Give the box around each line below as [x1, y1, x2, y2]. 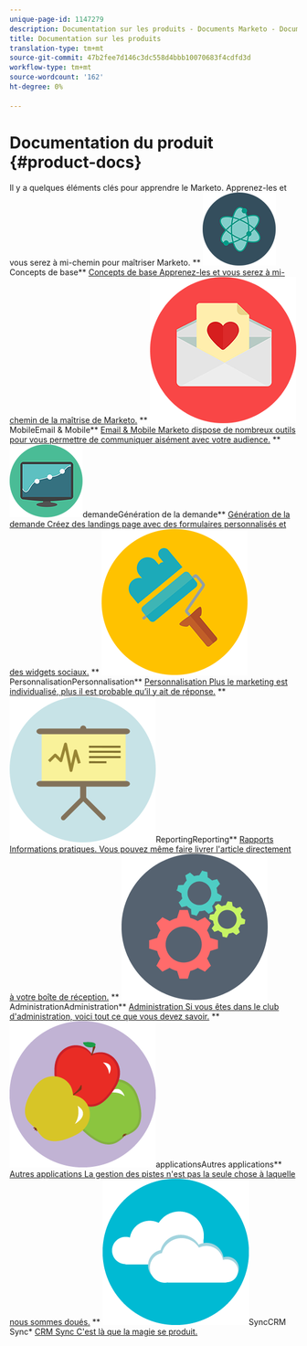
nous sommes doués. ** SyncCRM [9, 1316, 286, 1327]
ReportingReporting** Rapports [155, 833, 274, 844]
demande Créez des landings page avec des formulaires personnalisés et [9, 518, 287, 529]
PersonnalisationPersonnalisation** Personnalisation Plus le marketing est [9, 676, 288, 687]
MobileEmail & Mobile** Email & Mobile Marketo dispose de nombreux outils [9, 424, 296, 435]
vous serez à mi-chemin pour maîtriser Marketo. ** [9, 257, 201, 268]
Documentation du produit [9, 132, 214, 153]
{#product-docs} [9, 152, 143, 173]
